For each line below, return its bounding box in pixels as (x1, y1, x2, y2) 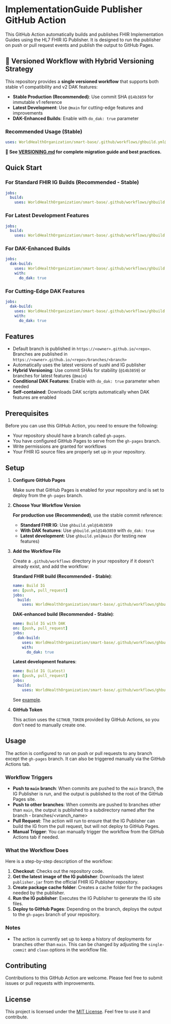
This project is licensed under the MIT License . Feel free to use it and (5, 1009, 151, 1015)
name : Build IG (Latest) (12, 668, 66, 673)
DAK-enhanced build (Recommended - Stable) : (12, 611, 115, 617)
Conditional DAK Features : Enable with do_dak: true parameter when (12, 378, 160, 384)
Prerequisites (5, 409, 49, 418)
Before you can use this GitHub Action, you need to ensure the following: (5, 423, 158, 429)
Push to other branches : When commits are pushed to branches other (12, 801, 161, 807)
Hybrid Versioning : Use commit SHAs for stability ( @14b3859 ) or (12, 367, 146, 373)
